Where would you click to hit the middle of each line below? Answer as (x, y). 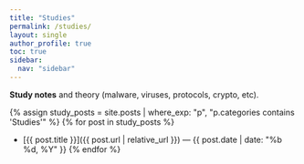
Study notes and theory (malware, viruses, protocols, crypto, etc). (134, 94)
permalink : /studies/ (51, 26)
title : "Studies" (42, 18)
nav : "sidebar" (47, 69)
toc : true (28, 52)
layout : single (38, 35)
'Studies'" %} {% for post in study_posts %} (92, 122)
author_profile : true (51, 43)
